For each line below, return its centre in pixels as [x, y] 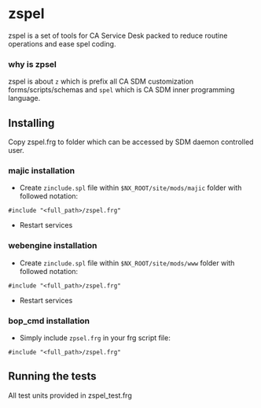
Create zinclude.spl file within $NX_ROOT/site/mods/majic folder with [130, 188]
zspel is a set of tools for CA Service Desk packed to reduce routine [118, 35]
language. [24, 98]
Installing [31, 123]
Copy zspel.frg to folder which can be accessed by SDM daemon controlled [131, 142]
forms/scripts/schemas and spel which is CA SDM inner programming [121, 90]
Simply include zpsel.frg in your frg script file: [95, 338]
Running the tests [52, 376]
